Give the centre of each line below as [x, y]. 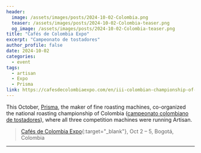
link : [13, 90]
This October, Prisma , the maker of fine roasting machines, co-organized [96, 107]
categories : [21, 56]
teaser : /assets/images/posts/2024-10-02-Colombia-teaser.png [91, 23]
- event [21, 62]
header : [16, 12]
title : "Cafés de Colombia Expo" [48, 34]
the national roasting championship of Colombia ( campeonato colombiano [98, 113]
